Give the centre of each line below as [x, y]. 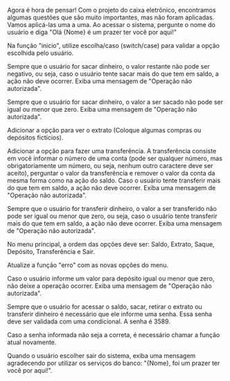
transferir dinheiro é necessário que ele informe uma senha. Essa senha [110, 314]
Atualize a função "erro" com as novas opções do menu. [88, 265]
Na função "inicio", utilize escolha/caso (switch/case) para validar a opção [114, 45]
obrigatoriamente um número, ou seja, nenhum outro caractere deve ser [110, 166]
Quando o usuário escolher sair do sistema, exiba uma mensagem [101, 356]
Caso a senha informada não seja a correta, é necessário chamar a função [114, 335]
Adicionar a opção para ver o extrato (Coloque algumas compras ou [104, 130]
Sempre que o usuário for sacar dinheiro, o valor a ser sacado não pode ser [115, 102]
